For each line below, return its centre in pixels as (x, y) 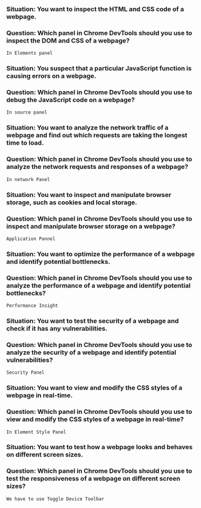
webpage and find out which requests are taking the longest (97, 136)
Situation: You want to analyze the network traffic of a (87, 128)
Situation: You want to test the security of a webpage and (93, 321)
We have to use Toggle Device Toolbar (55, 499)
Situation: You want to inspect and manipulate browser (89, 194)
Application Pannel (31, 239)
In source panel (27, 112)
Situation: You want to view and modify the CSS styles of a (94, 388)
